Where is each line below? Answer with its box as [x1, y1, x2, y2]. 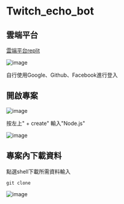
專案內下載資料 [6, 151, 62, 161]
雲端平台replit [6, 47, 40, 54]
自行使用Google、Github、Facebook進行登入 [6, 71, 118, 78]
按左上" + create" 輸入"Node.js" [6, 120, 85, 127]
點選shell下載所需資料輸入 [6, 168, 71, 175]
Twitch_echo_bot [6, 4, 95, 18]
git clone [6, 180, 31, 186]
